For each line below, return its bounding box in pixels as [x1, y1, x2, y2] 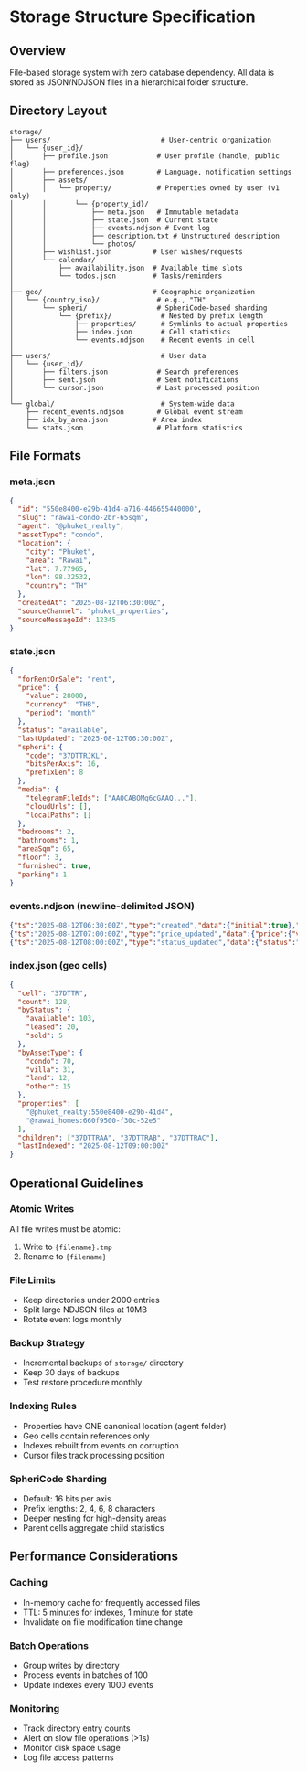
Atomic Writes [9, 1203, 75, 1215]
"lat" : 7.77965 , [26, 564, 89, 573]
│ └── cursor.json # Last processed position [9, 383, 259, 392]
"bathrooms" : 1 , [17, 836, 79, 845]
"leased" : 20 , [26, 1023, 79, 1032]
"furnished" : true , [17, 861, 92, 870]
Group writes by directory [22, 1661, 121, 1671]
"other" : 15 [26, 1082, 71, 1091]
